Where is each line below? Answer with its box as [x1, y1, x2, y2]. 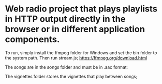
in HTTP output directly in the [5, 13, 126, 24]
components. [5, 34, 60, 45]
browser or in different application [5, 24, 145, 35]
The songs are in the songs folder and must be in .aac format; [5, 64, 128, 70]
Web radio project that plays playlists [5, 3, 158, 14]
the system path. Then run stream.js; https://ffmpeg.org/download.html [5, 55, 147, 60]
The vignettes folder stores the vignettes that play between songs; [5, 73, 138, 79]
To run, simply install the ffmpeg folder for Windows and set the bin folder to [5, 49, 157, 56]
